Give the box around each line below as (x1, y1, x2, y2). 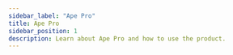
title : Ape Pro (8, 19, 60, 27)
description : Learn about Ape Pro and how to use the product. (8, 34, 227, 43)
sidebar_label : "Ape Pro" (8, 11, 95, 20)
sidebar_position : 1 (8, 27, 78, 35)
